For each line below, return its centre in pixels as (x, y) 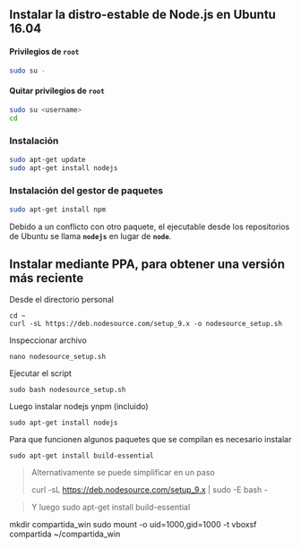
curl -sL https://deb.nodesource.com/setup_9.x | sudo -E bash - (150, 490)
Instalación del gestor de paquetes (86, 191)
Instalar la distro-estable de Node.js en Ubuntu (142, 15)
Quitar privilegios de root (57, 91)
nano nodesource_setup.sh (57, 357)
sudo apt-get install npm (57, 210)
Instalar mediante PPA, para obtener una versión (147, 265)
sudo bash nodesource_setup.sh (68, 390)
